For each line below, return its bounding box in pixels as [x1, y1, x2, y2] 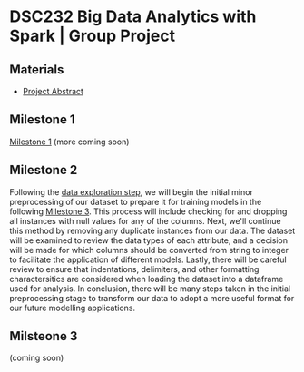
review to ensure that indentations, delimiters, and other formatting [9, 263, 260, 274]
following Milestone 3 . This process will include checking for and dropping [9, 206, 288, 217]
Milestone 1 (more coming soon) [9, 136, 130, 147]
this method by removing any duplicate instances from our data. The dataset [9, 225, 296, 236]
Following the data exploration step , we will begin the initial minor [9, 186, 254, 197]
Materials [9, 62, 64, 77]
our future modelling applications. [9, 302, 136, 313]
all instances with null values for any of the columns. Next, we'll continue [9, 215, 281, 226]
